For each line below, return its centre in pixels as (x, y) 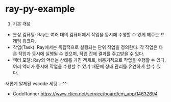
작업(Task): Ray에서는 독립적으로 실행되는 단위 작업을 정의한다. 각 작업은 (85, 47)
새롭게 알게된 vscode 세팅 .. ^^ (36, 83)
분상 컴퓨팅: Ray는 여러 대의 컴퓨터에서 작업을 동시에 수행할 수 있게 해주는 (86, 34)
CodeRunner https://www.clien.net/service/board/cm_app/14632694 (85, 94)
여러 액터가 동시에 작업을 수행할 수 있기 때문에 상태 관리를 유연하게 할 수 (84, 66)
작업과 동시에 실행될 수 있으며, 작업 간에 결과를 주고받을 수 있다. (81, 54)
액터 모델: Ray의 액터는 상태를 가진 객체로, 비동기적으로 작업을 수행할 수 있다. (89, 60)
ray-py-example (40, 9)
